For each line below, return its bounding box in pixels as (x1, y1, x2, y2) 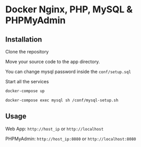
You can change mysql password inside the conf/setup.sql (5, 68, 131, 75)
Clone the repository (5, 49, 49, 54)
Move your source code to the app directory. (5, 59, 100, 65)
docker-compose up (5, 88, 45, 94)
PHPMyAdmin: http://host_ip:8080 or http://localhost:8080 (5, 135, 136, 142)
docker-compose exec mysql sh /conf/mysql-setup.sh (5, 98, 118, 103)
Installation (5, 35, 42, 44)
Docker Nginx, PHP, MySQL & (5, 4, 133, 15)
